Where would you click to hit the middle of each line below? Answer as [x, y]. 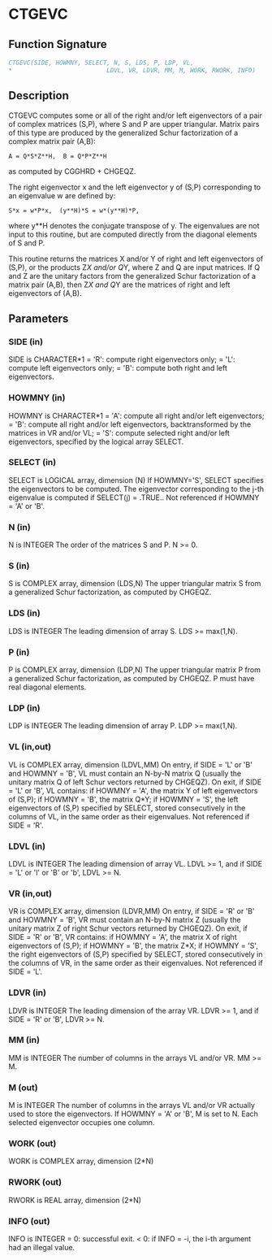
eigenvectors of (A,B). [45, 293]
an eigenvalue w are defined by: [62, 195]
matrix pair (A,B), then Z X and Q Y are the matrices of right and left [119, 285]
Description [39, 96]
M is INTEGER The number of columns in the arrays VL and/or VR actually [132, 1106]
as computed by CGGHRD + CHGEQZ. [72, 171]
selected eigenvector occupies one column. [82, 1123]
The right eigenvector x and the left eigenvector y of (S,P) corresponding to [135, 187]
